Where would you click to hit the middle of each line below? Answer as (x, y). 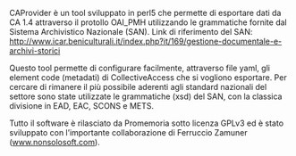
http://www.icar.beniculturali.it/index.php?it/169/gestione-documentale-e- (146, 41)
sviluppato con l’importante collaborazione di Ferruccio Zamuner (128, 132)
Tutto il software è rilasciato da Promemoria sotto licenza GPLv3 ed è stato (147, 123)
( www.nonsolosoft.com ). (55, 142)
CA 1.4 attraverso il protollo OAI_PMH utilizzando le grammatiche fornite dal (148, 22)
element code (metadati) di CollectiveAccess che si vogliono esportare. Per (148, 78)
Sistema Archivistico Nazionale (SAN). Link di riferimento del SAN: (131, 32)
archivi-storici (35, 51)
